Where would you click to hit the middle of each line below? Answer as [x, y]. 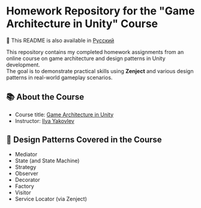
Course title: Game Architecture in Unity [64, 114]
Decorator [27, 180]
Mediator [26, 154]
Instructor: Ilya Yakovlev [45, 120]
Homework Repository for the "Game [100, 11]
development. [23, 65]
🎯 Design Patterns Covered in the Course [84, 140]
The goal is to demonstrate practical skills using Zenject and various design [100, 71]
